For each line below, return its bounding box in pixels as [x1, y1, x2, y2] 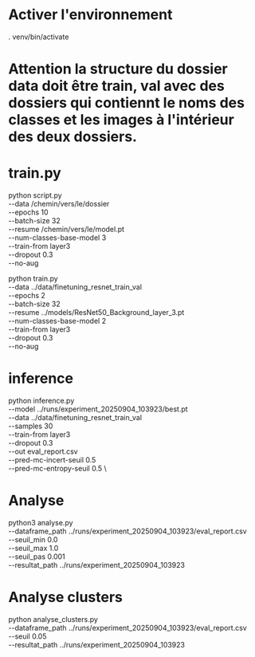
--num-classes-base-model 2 [8, 317, 106, 326]
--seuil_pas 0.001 [8, 552, 65, 561]
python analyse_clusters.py [8, 614, 98, 624]
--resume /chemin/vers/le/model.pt [8, 225, 125, 234]
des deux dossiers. [8, 128, 138, 146]
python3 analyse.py [8, 517, 73, 527]
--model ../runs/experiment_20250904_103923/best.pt [8, 404, 189, 414]
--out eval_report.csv [8, 447, 78, 456]
